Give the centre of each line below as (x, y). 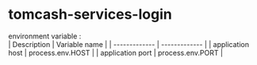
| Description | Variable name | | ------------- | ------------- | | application (129, 44)
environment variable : (45, 36)
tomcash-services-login (90, 14)
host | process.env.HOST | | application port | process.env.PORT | (116, 52)
